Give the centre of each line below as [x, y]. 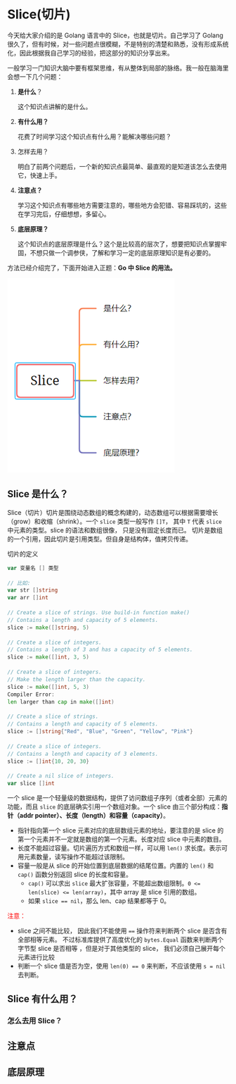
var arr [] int [28, 598]
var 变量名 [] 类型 [33, 568]
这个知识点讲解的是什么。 [54, 106]
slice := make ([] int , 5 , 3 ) [48, 687]
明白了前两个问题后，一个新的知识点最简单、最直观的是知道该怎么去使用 [122, 166]
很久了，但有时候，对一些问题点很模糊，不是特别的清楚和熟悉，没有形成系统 [118, 44]
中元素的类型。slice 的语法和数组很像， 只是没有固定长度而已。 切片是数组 [115, 530]
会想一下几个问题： [35, 76]
